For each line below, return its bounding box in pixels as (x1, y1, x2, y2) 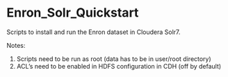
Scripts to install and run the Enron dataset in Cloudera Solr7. (6, 28, 181, 36)
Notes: (6, 41, 26, 49)
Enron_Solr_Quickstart (6, 5, 139, 21)
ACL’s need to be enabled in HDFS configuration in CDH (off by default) (16, 62, 222, 70)
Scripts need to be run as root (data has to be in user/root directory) (16, 54, 211, 63)
